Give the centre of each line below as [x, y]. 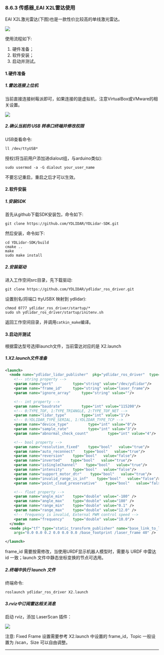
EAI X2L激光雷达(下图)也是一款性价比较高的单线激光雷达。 [64, 19]
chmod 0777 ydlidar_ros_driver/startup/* [48, 308]
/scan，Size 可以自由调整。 [42, 642]
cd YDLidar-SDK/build [27, 243]
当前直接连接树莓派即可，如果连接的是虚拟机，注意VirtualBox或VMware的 [79, 99]
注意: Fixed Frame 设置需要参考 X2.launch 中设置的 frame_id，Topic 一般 [78, 636]
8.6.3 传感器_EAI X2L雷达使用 [40, 7]
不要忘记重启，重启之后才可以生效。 [41, 177]
